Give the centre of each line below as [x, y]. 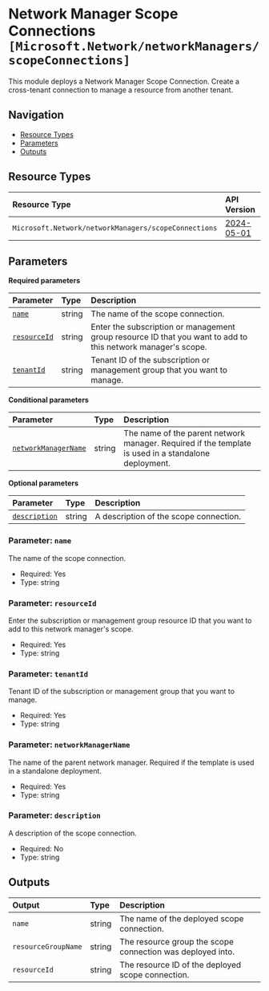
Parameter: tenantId [48, 673]
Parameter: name [40, 541]
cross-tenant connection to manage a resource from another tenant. [121, 90]
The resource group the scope [177, 941]
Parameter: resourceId [52, 603]
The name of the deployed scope [182, 918]
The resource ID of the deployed [181, 965]
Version [241, 209]
